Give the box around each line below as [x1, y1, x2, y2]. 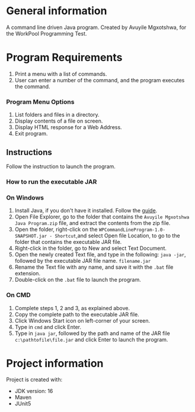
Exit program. [14, 130, 48, 137]
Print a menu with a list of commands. [14, 70, 107, 78]
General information [6, 4, 107, 18]
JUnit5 [14, 400, 31, 407]
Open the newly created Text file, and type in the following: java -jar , [14, 251, 186, 258]
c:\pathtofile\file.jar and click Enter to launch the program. [14, 336, 168, 343]
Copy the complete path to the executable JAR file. [14, 311, 139, 318]
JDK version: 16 [14, 388, 53, 395]
